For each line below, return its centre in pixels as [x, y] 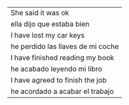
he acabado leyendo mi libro [57, 69]
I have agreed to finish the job [59, 80]
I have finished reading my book [62, 58]
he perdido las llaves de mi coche [65, 46]
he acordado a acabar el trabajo [62, 91]
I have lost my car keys [48, 35]
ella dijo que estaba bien [50, 24]
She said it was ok [40, 13]
